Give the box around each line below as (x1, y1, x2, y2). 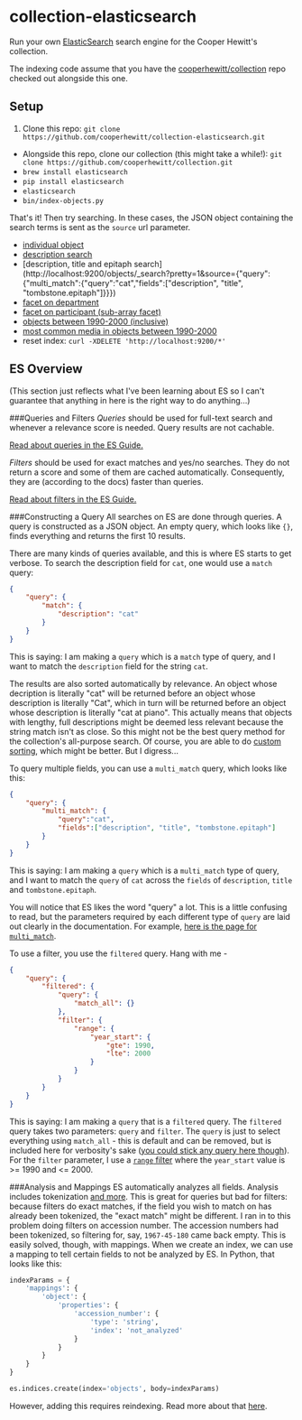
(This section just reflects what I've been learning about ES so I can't (9, 385, 265, 396)
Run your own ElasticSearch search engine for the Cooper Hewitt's (9, 36, 258, 47)
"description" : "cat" (57, 609, 140, 619)
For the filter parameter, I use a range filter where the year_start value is (9, 1154, 286, 1165)
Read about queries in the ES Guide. (9, 440, 144, 450)
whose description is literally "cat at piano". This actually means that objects (9, 707, 293, 718)
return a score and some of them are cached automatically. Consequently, (9, 467, 286, 478)
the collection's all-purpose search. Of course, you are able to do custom (9, 736, 282, 747)
